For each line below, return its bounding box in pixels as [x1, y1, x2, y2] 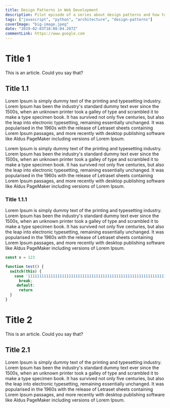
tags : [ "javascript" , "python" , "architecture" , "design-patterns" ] [5, 17, 153, 22]
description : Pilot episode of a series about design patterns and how [5, 12, 159, 17]
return [18, 288, 33, 293]
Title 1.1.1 [5, 196, 27, 203]
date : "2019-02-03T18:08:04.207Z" [5, 26, 78, 31]
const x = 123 [5, 255, 35, 260]
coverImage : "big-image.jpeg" [5, 21, 69, 27]
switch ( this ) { [10, 268, 42, 274]
